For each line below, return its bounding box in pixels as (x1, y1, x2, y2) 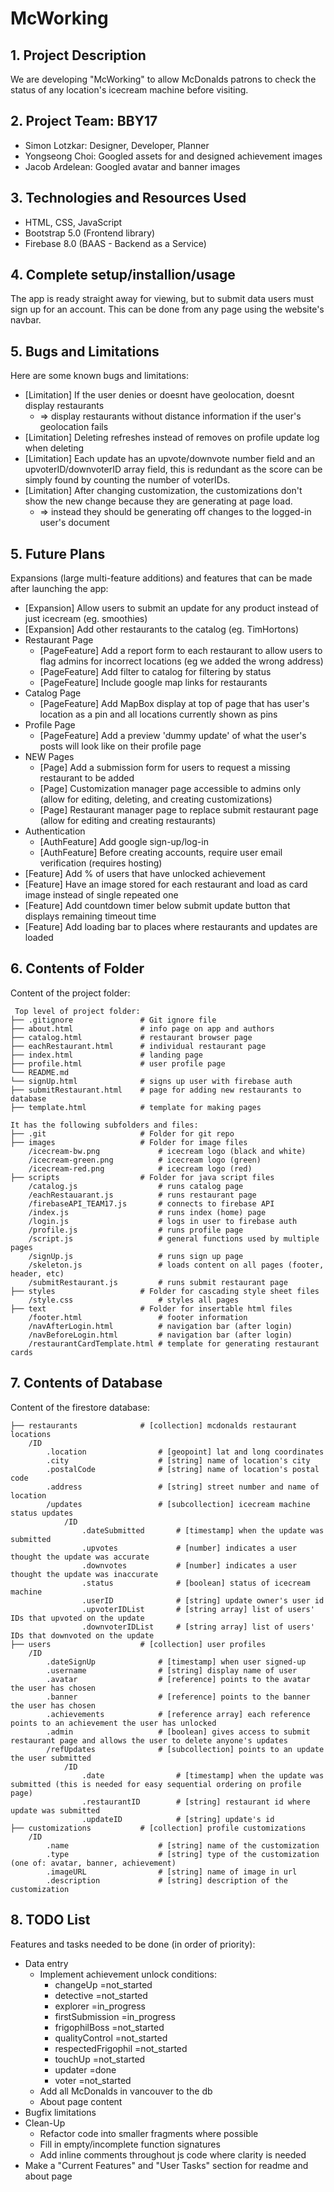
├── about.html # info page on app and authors (10, 1023, 275, 1034)
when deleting (24, 442, 85, 454)
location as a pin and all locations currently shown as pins (39, 708, 278, 721)
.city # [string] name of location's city (46, 1455, 311, 1466)
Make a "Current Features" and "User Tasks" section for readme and (24, 2159, 309, 2171)
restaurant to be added (39, 772, 135, 784)
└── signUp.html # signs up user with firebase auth (10, 1076, 293, 1086)
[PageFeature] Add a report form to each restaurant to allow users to (39, 645, 323, 657)
